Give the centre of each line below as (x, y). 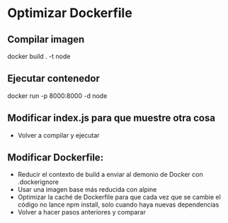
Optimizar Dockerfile (70, 13)
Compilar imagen (46, 39)
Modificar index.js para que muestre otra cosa (112, 118)
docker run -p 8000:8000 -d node (57, 96)
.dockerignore (38, 182)
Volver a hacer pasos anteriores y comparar (82, 212)
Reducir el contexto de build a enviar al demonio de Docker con (110, 175)
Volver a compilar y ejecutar (59, 135)
